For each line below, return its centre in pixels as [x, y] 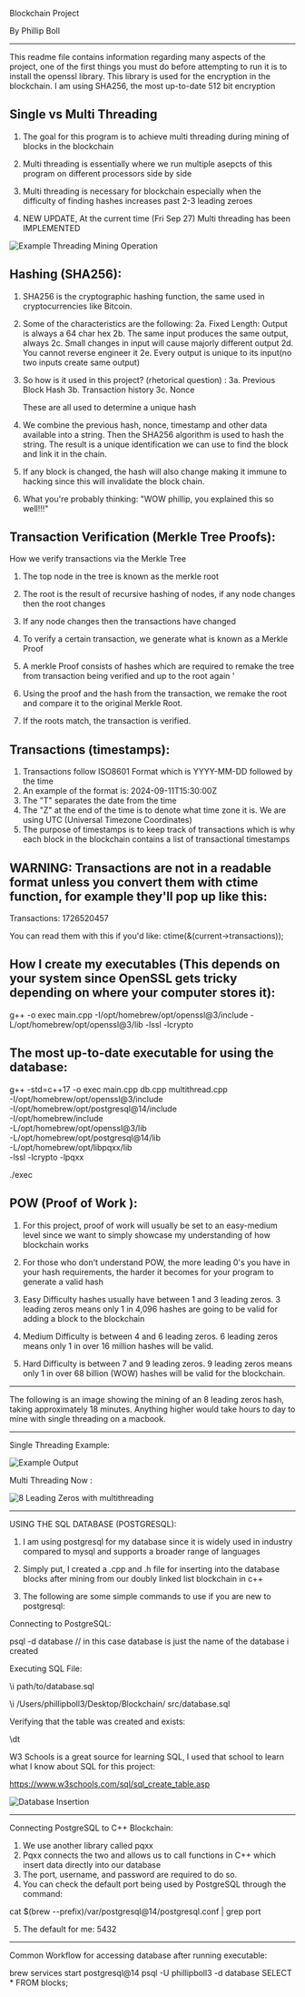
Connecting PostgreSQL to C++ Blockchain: [92, 1828]
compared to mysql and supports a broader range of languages [141, 1551]
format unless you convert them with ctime [134, 882]
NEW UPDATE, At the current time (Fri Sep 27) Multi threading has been [157, 218]
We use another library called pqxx [88, 1845]
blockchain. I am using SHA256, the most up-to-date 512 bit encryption [143, 86]
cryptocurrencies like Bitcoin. [78, 306]
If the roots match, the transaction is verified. [107, 721]
